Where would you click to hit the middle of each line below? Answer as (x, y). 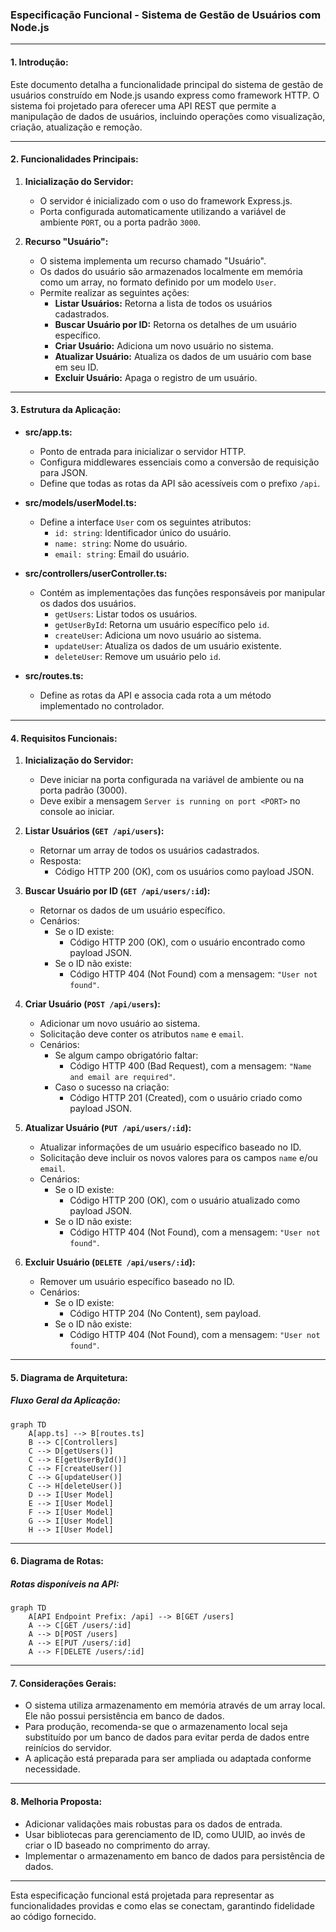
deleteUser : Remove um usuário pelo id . (138, 656)
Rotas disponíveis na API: (65, 1584)
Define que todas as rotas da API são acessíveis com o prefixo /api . (180, 483)
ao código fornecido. (53, 1916)
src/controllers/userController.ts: (96, 573)
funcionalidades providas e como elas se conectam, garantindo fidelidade (162, 1905)
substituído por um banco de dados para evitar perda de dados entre (167, 1737)
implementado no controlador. (102, 705)
